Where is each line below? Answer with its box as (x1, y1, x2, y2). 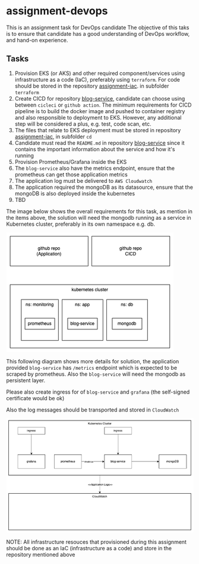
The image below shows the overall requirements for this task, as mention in (6, 207, 193, 215)
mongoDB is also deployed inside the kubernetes (14, 189, 135, 197)
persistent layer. (6, 376, 46, 384)
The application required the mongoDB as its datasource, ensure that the (14, 183, 193, 191)
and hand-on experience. (6, 36, 68, 43)
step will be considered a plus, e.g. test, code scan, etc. (14, 120, 151, 127)
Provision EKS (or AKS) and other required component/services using (14, 70, 185, 77)
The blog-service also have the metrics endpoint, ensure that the (14, 164, 175, 172)
